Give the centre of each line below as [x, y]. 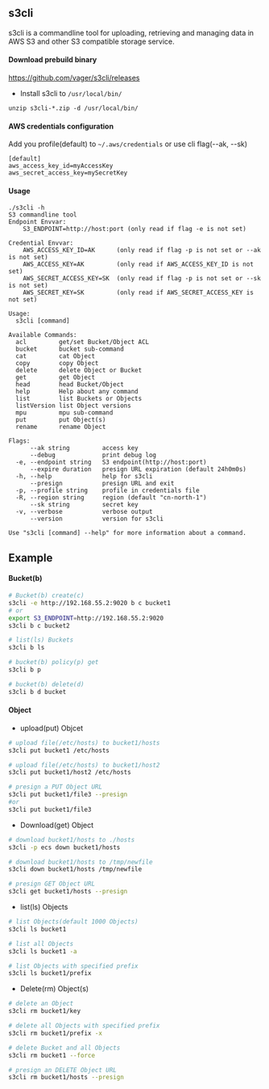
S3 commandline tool [43, 215]
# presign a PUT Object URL [56, 787]
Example [31, 558]
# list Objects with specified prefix [73, 966]
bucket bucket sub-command [70, 349]
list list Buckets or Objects [79, 399]
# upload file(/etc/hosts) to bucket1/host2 [84, 765]
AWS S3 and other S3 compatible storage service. [91, 41]
